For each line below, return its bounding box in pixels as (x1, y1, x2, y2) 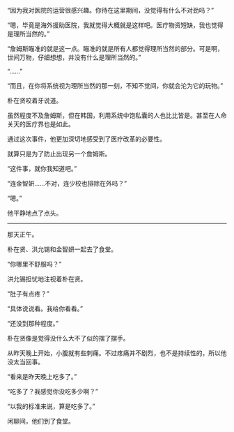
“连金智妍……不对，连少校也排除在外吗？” (7, 179, 127, 187)
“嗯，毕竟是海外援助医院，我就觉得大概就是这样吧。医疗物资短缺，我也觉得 (7, 21, 224, 29)
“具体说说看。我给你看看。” (7, 304, 84, 313)
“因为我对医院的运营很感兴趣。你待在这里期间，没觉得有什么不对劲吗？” (7, 6, 214, 14)
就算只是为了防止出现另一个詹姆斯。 (7, 149, 111, 158)
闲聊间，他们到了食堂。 (7, 417, 75, 425)
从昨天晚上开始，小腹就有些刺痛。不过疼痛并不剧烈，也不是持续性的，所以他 (7, 349, 227, 357)
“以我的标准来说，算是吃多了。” (7, 402, 95, 410)
